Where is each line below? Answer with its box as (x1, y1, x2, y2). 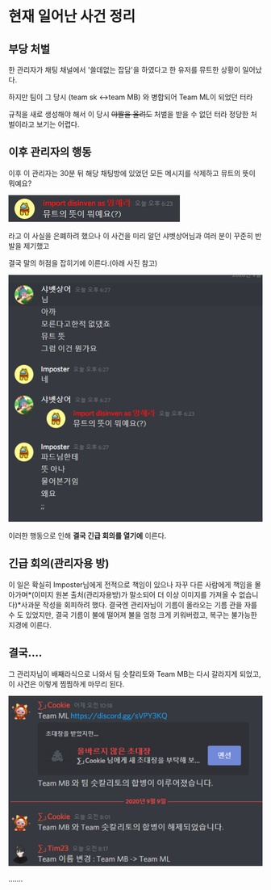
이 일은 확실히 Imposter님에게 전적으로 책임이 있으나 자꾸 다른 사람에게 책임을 (8, 579, 253, 590)
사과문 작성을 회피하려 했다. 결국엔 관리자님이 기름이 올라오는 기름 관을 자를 (21, 599, 258, 610)
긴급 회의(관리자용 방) (8, 556, 110, 570)
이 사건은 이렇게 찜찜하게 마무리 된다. (8, 679, 125, 689)
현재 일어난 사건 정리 (8, 7, 135, 26)
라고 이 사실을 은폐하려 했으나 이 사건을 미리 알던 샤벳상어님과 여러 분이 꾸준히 (8, 231, 254, 241)
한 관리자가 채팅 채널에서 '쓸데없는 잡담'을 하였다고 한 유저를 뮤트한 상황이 (8, 65, 240, 74)
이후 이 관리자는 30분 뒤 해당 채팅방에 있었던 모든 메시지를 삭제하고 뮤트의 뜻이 (8, 168, 256, 178)
